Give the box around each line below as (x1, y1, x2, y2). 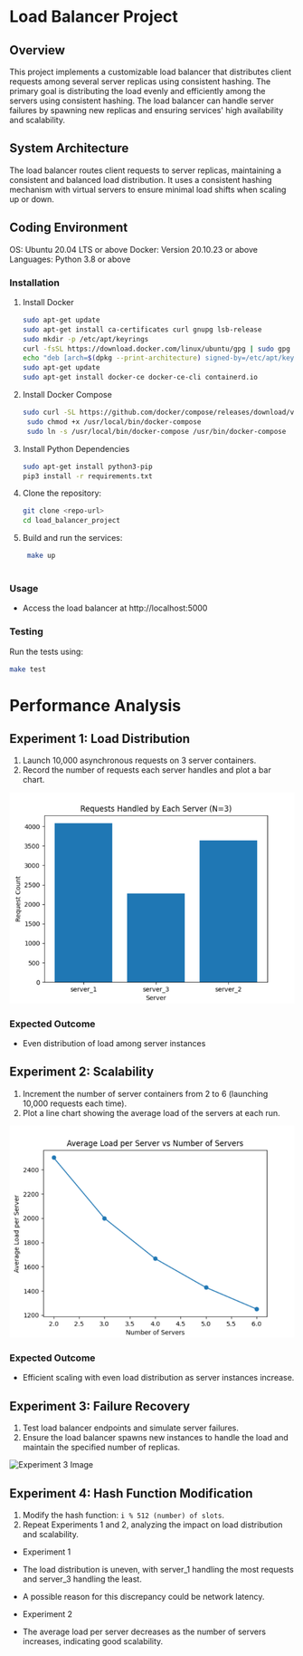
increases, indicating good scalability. (22, 1636, 164, 1647)
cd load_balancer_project (22, 516, 120, 525)
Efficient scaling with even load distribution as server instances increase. (22, 1372, 295, 1383)
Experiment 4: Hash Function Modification (9, 1486, 253, 1501)
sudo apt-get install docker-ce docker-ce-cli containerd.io (22, 373, 259, 382)
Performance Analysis (9, 695, 182, 716)
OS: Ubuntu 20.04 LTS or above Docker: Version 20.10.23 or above (9, 244, 258, 255)
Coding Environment (9, 220, 128, 236)
